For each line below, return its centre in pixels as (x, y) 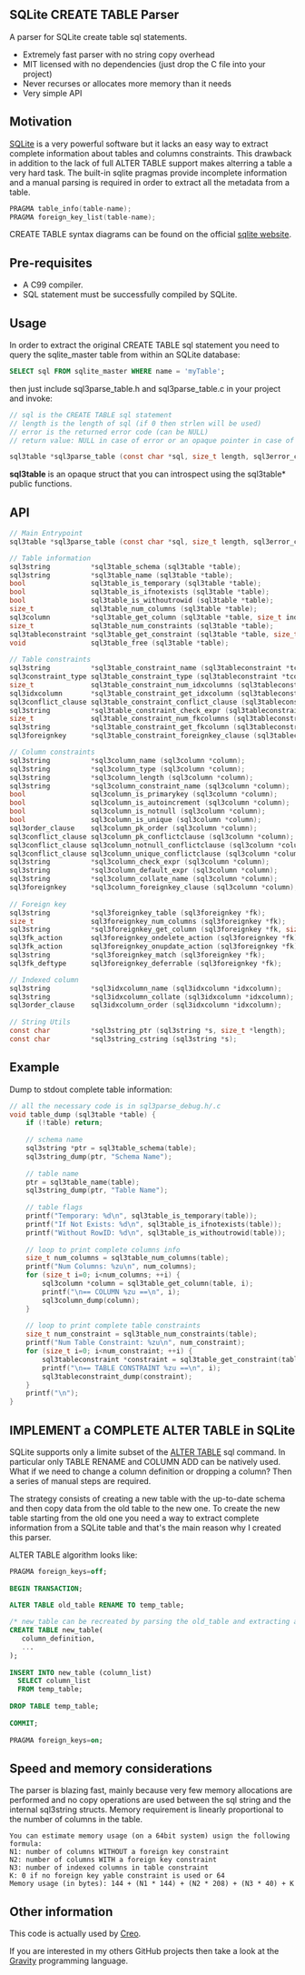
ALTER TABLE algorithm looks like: (74, 1555)
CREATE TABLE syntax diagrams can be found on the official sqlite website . (151, 235)
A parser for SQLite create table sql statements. (98, 36)
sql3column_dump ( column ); (91, 1300)
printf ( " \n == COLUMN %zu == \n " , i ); (111, 1292)
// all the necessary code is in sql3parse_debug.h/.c (115, 1106)
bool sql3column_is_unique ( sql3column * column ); (135, 820)
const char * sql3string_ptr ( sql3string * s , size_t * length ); (148, 1031)
